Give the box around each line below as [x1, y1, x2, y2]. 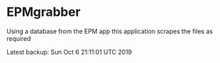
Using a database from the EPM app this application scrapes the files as [6, 27, 213, 35]
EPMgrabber [6, 4, 81, 20]
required [6, 34, 31, 42]
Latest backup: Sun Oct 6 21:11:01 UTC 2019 [6, 48, 132, 56]
